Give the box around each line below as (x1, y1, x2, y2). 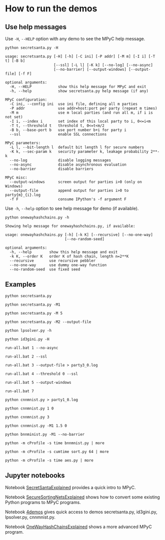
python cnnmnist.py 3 (5, 414, 50, 419)
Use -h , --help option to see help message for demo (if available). (5, 206, 139, 211)
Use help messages (5, 23, 67, 31)
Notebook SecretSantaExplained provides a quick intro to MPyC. (5, 484, 136, 490)
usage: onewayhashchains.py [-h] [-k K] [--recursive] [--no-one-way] (5, 232, 153, 237)
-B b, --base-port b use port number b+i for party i (9, 128, 127, 133)
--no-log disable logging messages (9, 158, 111, 163)
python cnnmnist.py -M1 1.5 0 (5, 423, 67, 428)
